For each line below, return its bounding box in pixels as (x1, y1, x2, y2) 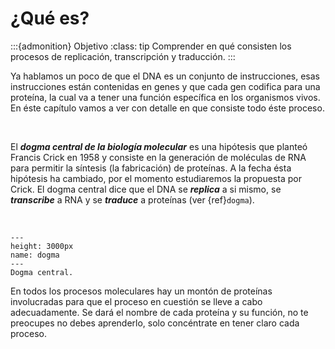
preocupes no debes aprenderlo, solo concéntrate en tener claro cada (10, 317, 300, 329)
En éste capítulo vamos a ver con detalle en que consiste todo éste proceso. (10, 102, 325, 114)
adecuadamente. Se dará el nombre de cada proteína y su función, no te (10, 306, 309, 318)
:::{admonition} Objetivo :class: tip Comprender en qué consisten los (10, 40, 292, 52)
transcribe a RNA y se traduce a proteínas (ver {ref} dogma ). (10, 193, 255, 206)
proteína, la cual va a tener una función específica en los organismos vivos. (10, 91, 321, 103)
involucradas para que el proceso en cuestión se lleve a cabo (10, 295, 263, 307)
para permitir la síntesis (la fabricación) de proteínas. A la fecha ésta (10, 162, 292, 174)
